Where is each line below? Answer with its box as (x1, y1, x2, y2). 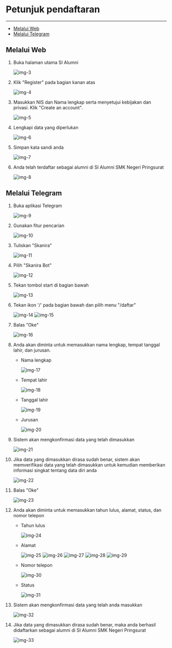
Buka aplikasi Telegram (13, 202, 62, 209)
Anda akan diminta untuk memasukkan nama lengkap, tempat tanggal (13, 341, 160, 348)
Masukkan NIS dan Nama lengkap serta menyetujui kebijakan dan (13, 99, 152, 105)
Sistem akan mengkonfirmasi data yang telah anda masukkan (13, 601, 142, 608)
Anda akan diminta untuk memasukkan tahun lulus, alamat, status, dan (13, 507, 162, 513)
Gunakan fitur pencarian (13, 222, 64, 229)
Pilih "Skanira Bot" (13, 262, 52, 268)
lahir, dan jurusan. (13, 347, 51, 353)
